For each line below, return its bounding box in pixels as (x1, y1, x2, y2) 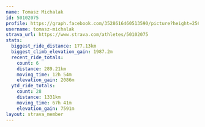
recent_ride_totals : (11, 54, 64, 60)
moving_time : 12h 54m (17, 71, 72, 78)
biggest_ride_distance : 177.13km (11, 43, 97, 49)
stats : (6, 37, 23, 43)
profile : (6, 20, 28, 26)
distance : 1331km (17, 94, 61, 100)
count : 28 (17, 89, 42, 95)
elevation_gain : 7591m (17, 105, 75, 112)
